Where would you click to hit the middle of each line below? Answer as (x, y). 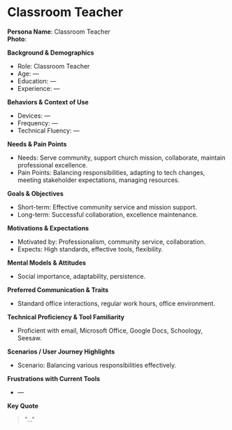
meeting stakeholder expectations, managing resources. (99, 180)
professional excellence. (52, 165)
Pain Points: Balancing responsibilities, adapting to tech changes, (111, 172)
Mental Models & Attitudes (46, 263)
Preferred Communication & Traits (58, 290)
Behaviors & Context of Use (48, 102)
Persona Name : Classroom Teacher (59, 32)
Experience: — (38, 88)
